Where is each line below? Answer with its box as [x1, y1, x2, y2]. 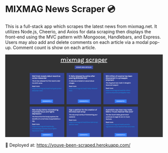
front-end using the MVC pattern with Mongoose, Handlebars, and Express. [5, 34, 161, 40]
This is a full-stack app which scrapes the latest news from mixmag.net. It [5, 23, 157, 29]
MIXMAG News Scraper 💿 [5, 3, 115, 15]
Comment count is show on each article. [12, 44, 96, 50]
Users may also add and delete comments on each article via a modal [5, 39, 148, 45]
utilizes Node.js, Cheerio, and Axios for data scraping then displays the [5, 28, 151, 34]
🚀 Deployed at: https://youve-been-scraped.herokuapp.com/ [5, 142, 131, 148]
